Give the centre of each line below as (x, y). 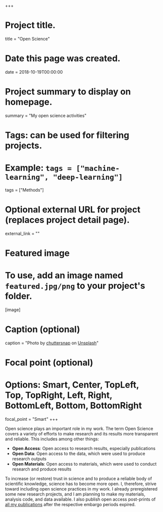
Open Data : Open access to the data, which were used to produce (79, 453)
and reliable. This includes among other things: (52, 439)
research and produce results (42, 469)
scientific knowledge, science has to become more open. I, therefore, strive (81, 484)
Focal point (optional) (49, 363)
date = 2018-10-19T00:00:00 (34, 72)
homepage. (29, 102)
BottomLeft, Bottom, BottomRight (73, 406)
